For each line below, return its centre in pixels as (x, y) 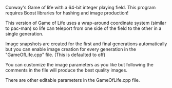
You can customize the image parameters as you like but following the (80, 65)
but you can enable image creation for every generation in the (71, 49)
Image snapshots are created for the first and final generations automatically (86, 44)
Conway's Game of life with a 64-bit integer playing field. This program (80, 7)
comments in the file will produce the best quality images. (66, 70)
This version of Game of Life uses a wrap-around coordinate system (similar (86, 23)
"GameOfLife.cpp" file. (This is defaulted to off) (55, 55)
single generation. (24, 34)
